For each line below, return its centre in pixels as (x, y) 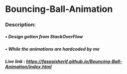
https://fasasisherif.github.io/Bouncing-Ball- (74, 62)
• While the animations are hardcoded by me (53, 49)
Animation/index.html (28, 67)
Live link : (15, 62)
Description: (20, 25)
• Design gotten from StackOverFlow (44, 36)
